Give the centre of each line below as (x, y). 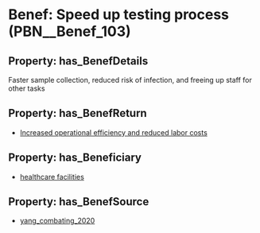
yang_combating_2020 (57, 221)
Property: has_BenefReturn (78, 113)
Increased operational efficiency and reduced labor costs (114, 132)
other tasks (27, 88)
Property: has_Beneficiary (75, 158)
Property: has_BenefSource (79, 202)
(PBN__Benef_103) (70, 31)
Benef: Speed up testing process (118, 15)
